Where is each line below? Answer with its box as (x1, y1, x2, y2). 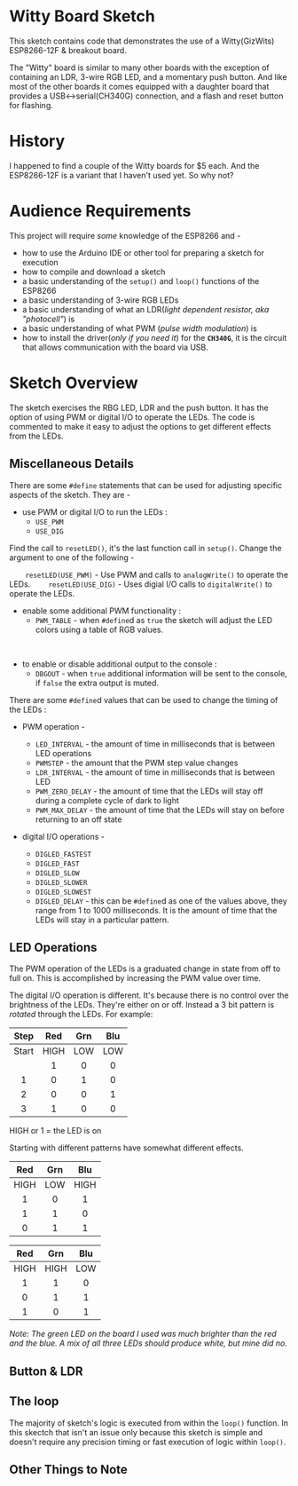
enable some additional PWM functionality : (21, 605, 182, 616)
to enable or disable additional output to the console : (21, 659, 217, 669)
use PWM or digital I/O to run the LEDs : (21, 506, 168, 517)
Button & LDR (9, 1363, 83, 1379)
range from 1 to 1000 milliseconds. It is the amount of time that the (35, 905, 278, 915)
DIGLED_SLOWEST (35, 888, 91, 897)
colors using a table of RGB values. (35, 624, 164, 635)
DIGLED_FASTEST (35, 850, 91, 858)
